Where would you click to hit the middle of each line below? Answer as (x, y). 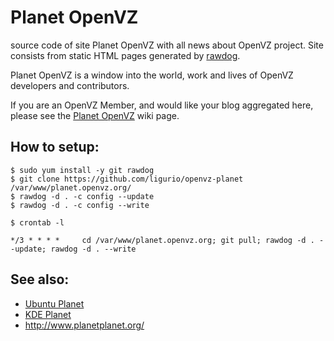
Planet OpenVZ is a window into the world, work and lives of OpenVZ (152, 75)
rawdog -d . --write (93, 249)
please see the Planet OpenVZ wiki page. (95, 115)
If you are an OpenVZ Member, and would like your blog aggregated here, (162, 105)
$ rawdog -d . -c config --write (80, 205)
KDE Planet (48, 314)
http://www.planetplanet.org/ (84, 325)
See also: (40, 279)
